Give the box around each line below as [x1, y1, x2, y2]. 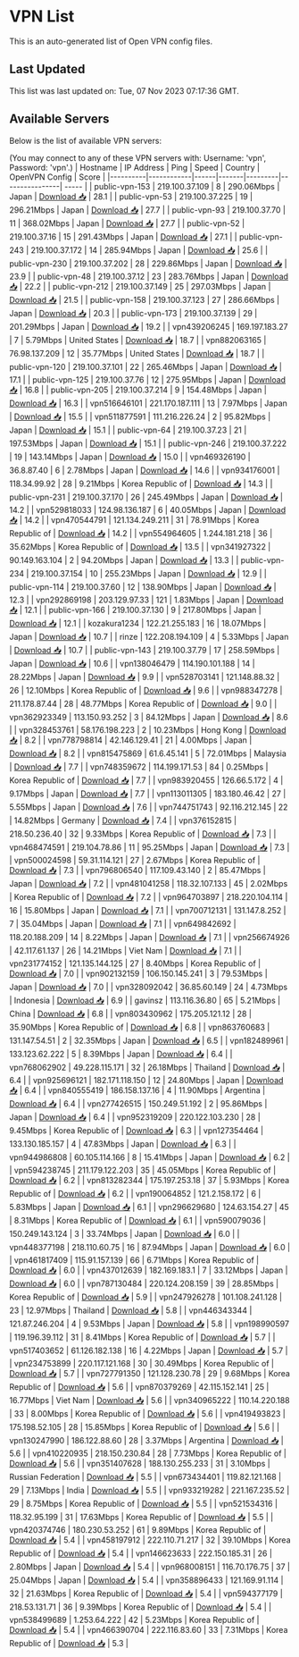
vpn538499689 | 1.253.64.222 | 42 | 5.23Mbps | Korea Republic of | [9, 1614, 260, 1625]
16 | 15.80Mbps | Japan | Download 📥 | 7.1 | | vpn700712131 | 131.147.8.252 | [9, 904, 287, 915]
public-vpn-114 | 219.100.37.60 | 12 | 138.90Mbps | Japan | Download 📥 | [9, 581, 277, 592]
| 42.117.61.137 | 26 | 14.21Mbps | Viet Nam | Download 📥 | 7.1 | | [9, 945, 243, 955]
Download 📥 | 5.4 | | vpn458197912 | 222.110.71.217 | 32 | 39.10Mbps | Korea [9, 1535, 292, 1545]
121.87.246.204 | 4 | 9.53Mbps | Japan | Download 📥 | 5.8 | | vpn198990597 [9, 1318, 290, 1329]
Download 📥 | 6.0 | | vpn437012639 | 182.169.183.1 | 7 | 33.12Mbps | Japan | [9, 1265, 288, 1275]
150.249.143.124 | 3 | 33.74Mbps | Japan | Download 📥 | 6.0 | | [9, 1228, 240, 1239]
